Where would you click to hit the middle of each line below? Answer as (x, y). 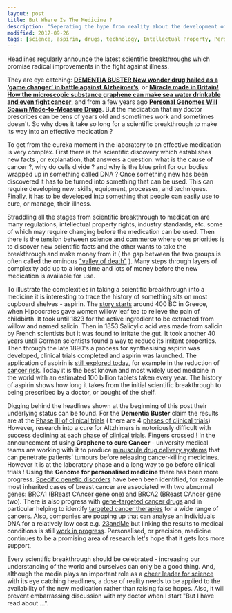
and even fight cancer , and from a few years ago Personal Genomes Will (112, 102)
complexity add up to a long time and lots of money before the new (103, 269)
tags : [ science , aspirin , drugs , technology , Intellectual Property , (109, 39)
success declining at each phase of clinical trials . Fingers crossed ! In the (111, 435)
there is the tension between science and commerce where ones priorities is (116, 239)
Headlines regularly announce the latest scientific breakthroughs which (109, 59)
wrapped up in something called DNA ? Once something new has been (108, 175)
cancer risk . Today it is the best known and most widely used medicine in (112, 371)
